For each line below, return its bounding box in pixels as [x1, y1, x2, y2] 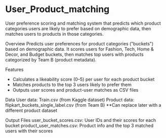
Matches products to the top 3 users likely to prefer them [12, 82, 132, 88]
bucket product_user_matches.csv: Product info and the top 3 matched [5, 122, 153, 128]
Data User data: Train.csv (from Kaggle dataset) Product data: [5, 97, 135, 103]
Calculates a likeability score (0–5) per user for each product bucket [12, 76, 155, 82]
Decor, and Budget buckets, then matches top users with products [5, 51, 144, 57]
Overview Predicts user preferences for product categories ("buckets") [5, 40, 154, 46]
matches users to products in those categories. [5, 31, 104, 37]
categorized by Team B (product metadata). [5, 56, 97, 62]
